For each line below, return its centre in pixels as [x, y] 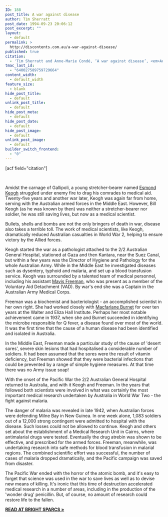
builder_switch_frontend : [32, 149]
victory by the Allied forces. [33, 239]
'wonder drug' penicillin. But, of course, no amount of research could [76, 494]
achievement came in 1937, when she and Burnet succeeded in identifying [82, 317]
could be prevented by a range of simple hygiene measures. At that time [79, 364]
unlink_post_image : [25, 140]
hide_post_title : [23, 93]
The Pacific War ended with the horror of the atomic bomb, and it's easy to [82, 473]
